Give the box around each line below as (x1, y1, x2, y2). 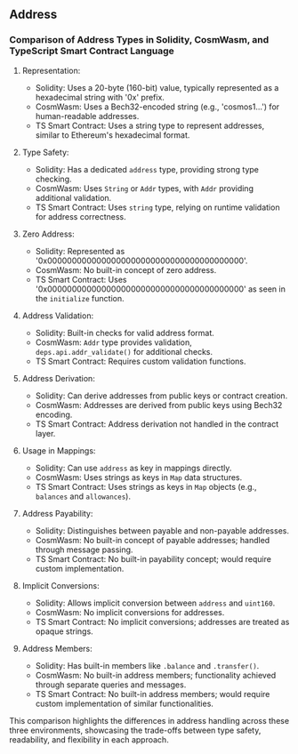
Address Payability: (21, 508, 93, 518)
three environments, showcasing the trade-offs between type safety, (9, 725, 262, 735)
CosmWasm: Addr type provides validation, (35, 337, 193, 348)
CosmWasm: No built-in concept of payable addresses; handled (35, 534, 270, 545)
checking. (35, 173, 72, 184)
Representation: (21, 65, 81, 76)
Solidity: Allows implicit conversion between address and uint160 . (35, 598, 276, 608)
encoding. (35, 409, 73, 420)
